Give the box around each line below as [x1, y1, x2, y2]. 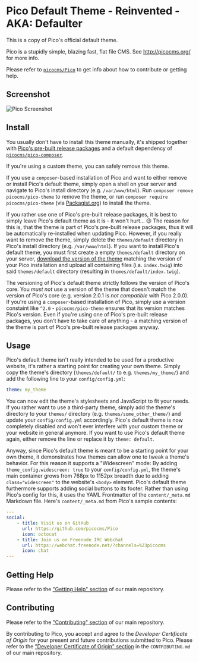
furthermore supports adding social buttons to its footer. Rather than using [6, 485, 188, 492]
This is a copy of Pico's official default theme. [6, 36, 118, 43]
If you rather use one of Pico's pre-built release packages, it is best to [6, 211, 177, 218]
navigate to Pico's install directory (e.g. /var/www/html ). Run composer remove [6, 186, 194, 194]
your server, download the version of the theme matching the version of [6, 255, 182, 262]
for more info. [6, 54, 40, 61]
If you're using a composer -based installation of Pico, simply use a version [6, 298, 186, 305]
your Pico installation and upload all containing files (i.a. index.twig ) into [6, 261, 183, 268]
